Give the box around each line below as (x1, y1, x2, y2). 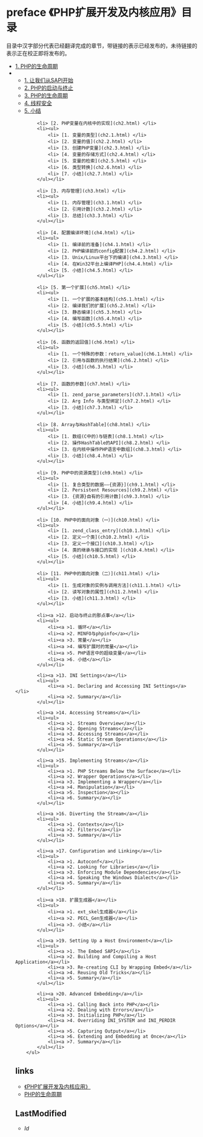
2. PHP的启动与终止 (24, 84, 74, 91)
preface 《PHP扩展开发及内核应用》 (6, 5, 182, 19)
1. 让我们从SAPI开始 (24, 77, 74, 84)
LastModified (15, 1108, 67, 1119)
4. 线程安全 (24, 99, 53, 106)
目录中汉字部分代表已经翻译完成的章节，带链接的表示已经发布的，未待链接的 (6, 42, 198, 49)
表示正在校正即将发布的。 (6, 49, 70, 57)
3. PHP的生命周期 (24, 92, 68, 99)
